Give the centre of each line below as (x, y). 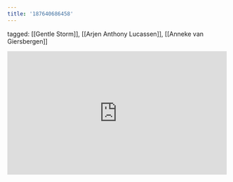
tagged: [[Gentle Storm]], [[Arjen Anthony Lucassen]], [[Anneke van (106, 34)
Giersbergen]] (27, 41)
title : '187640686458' (40, 14)
